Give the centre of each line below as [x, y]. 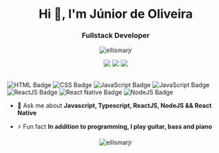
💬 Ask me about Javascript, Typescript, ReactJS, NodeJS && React [114, 106]
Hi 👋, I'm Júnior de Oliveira [116, 14]
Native [27, 113]
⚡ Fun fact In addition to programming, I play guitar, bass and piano [114, 127]
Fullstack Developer [116, 36]
